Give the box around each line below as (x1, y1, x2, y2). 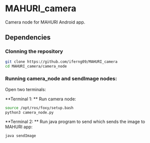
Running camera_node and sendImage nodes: (5, 75, 117, 82)
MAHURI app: (5, 124, 33, 130)
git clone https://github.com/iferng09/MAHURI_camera (5, 59, 118, 64)
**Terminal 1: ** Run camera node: (5, 96, 76, 102)
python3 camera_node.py (5, 110, 54, 115)
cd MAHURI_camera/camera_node (5, 64, 67, 69)
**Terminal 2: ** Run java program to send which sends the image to (5, 119, 146, 125)
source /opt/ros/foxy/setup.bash (5, 105, 74, 110)
